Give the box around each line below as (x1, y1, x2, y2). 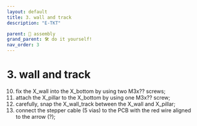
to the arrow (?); (15, 113, 56, 120)
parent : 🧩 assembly (7, 31, 56, 37)
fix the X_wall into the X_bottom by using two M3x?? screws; (15, 88, 166, 95)
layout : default (7, 8, 47, 15)
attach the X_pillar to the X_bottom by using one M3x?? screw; (15, 94, 171, 101)
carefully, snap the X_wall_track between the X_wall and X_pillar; (15, 100, 176, 107)
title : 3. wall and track (7, 14, 71, 20)
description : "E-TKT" (7, 20, 61, 26)
